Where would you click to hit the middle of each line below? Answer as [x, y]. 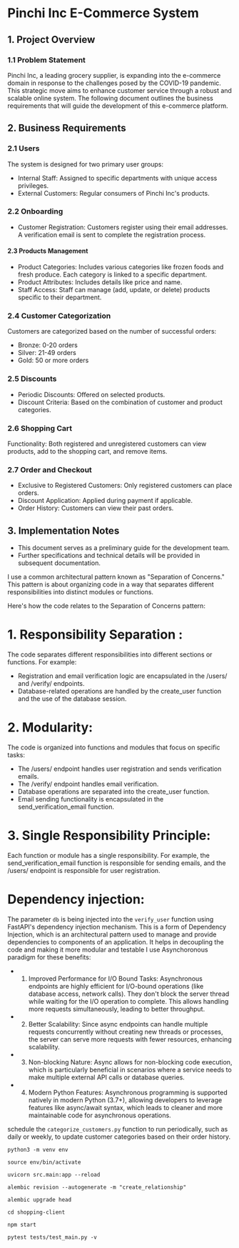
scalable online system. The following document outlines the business [111, 98]
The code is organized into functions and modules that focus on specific [114, 747]
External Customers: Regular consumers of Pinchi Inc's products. [113, 193]
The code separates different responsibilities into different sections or [110, 654]
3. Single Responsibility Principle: [109, 835]
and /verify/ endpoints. [51, 683]
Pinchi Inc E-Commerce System [103, 13]
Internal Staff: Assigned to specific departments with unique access [117, 178]
